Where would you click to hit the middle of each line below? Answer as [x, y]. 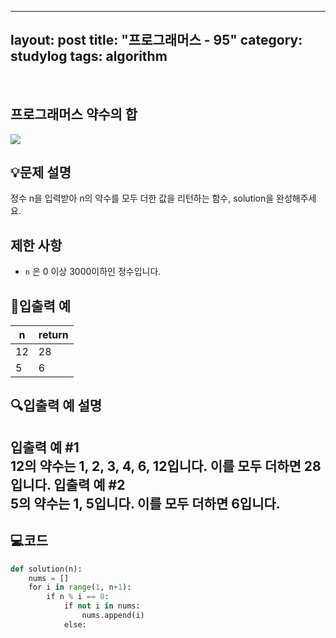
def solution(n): [46, 569]
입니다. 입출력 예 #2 [68, 484]
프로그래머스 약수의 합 [74, 114]
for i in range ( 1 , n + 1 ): [80, 587]
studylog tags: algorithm [89, 56]
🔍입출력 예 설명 [56, 406]
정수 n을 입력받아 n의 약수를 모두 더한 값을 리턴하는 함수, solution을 [142, 198]
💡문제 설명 [41, 172]
